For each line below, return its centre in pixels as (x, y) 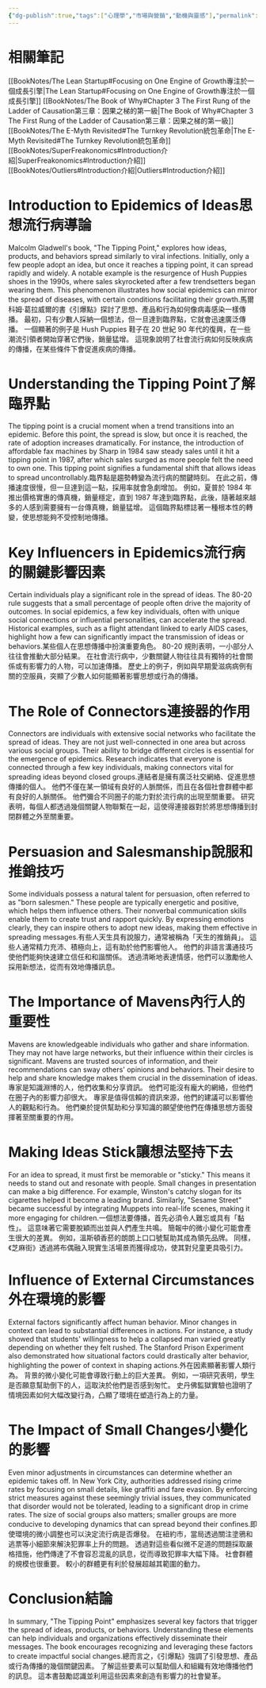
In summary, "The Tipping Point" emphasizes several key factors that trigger (133, 1621)
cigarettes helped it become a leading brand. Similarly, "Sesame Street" (125, 1200)
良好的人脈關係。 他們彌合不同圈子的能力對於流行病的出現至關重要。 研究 (135, 797)
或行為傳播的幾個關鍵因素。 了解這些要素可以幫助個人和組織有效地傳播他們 (131, 1666)
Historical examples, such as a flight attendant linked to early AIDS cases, (128, 629)
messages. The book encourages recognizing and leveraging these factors (131, 1646)
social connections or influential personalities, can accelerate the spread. (127, 620)
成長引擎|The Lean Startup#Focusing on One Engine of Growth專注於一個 (135, 91)
